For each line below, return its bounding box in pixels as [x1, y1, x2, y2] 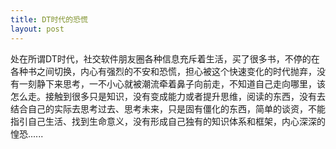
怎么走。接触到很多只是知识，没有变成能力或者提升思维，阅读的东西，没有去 [10, 90, 326, 102]
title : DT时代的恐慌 [10, 14, 88, 25]
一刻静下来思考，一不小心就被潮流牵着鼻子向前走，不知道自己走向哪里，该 [18, 77, 326, 90]
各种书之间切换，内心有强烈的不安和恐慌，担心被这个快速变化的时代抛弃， [10, 65, 317, 77]
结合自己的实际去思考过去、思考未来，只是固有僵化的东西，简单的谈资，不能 [10, 102, 326, 115]
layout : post [10, 24, 65, 34]
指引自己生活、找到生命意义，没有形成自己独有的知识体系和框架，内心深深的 [10, 115, 326, 127]
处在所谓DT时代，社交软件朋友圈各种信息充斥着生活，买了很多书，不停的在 [10, 52, 320, 65]
